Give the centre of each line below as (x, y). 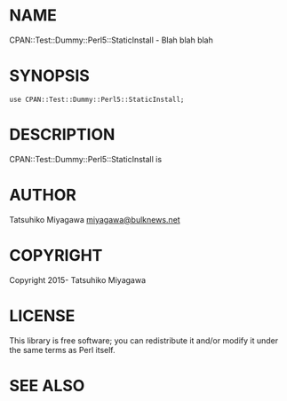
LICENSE (42, 315)
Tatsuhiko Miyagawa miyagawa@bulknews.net (95, 219)
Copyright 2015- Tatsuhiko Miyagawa (78, 279)
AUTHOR (43, 195)
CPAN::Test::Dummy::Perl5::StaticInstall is (86, 159)
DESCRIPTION (62, 135)
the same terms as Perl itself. (62, 350)
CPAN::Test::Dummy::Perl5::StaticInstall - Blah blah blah (111, 40)
